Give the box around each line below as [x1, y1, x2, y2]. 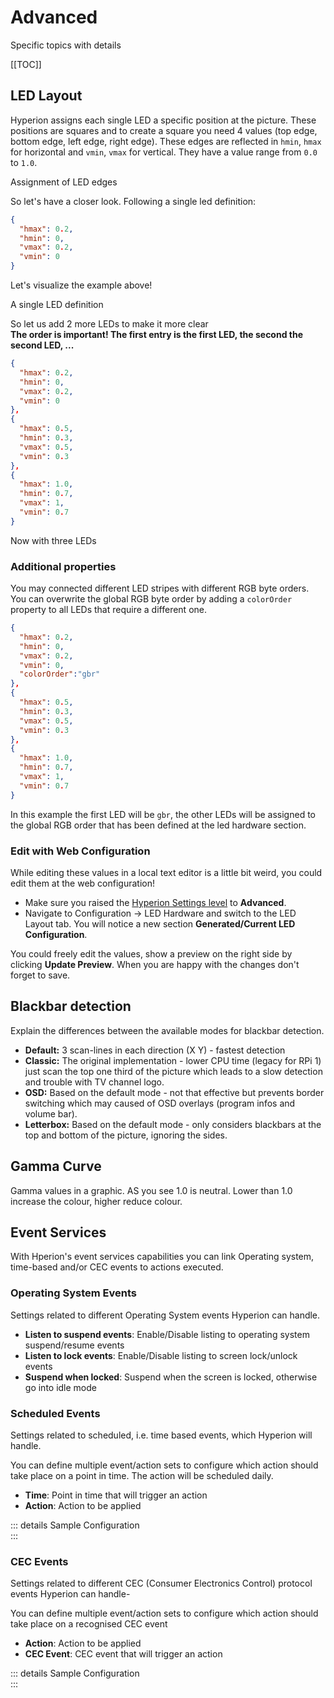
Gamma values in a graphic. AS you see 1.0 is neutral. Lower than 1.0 [10, 1184, 293, 1196]
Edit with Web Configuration [10, 844, 151, 858]
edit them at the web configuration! [10, 877, 155, 889]
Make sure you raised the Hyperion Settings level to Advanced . [24, 896, 287, 908]
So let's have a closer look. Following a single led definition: [10, 195, 257, 207]
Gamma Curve [10, 1158, 102, 1175]
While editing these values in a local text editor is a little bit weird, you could [10, 866, 323, 878]
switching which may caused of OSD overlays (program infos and [24, 1097, 296, 1109]
